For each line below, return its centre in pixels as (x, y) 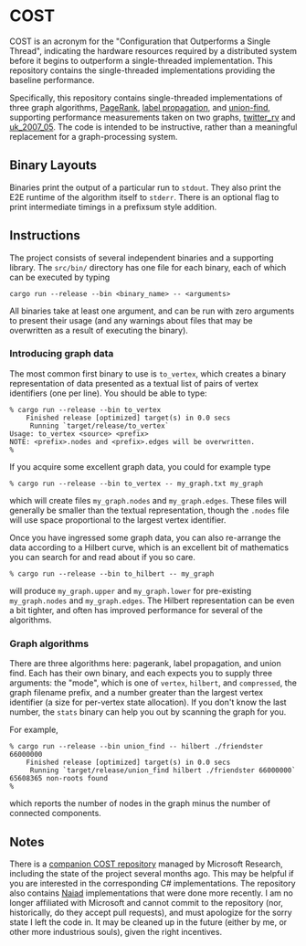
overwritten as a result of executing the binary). (99, 330)
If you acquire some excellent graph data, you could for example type (140, 466)
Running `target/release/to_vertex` (100, 426)
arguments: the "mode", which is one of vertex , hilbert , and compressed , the (153, 683)
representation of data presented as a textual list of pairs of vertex (134, 383)
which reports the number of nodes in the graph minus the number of (140, 803)
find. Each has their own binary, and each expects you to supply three (141, 674)
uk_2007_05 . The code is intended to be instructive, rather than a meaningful (153, 127)
